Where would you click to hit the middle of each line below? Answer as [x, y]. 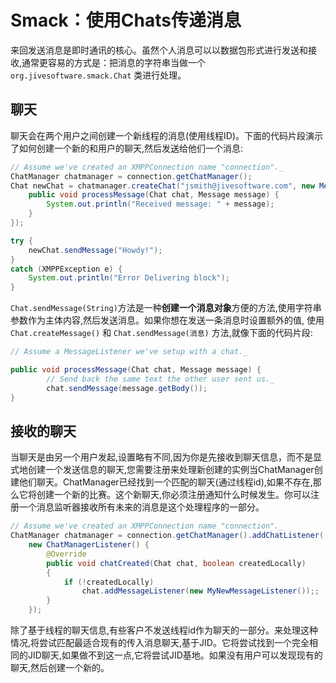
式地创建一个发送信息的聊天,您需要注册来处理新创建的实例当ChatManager [162, 470]
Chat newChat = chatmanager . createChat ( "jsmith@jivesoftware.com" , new [162, 186]
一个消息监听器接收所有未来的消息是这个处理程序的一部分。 [141, 507]
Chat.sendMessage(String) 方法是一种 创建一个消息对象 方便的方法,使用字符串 [166, 308]
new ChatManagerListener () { [89, 545]
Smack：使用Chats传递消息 [126, 20]
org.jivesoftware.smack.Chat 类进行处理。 [98, 75]
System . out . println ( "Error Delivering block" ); [129, 278]
